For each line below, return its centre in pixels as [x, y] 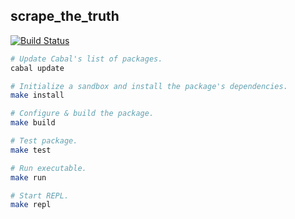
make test [31, 150]
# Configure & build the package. [82, 114]
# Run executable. [48, 168]
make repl [31, 205]
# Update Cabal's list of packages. [86, 59]
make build [33, 123]
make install [37, 95]
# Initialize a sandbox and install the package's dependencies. [149, 86]
